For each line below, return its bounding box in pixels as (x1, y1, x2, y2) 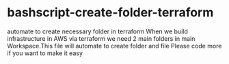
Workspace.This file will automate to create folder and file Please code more (7, 42, 222, 50)
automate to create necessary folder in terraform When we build (7, 27, 188, 35)
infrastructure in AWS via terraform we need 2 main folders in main (7, 34, 196, 42)
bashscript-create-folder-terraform (7, 5, 214, 20)
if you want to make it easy (7, 49, 83, 57)
